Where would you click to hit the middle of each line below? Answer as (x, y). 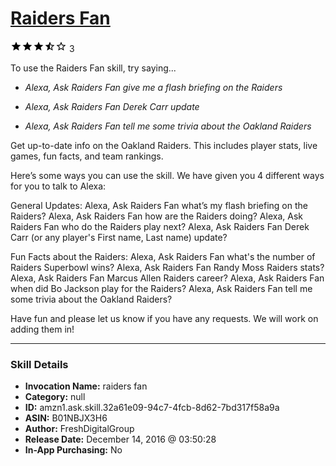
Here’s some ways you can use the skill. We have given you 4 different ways (167, 175)
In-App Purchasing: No (73, 450)
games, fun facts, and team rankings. (87, 156)
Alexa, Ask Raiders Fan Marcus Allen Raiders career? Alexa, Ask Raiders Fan (167, 278)
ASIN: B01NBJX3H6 (66, 418)
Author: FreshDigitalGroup (79, 429)
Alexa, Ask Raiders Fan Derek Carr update (112, 106)
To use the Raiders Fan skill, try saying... (93, 68)
